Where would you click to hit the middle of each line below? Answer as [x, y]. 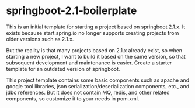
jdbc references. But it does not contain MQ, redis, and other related [88, 92]
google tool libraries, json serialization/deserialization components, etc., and [98, 86]
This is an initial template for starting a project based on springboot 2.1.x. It [96, 27]
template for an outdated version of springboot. [63, 69]
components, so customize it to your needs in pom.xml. [73, 98]
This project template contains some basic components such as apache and [98, 80]
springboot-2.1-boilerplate [72, 11]
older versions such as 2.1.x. [40, 39]
